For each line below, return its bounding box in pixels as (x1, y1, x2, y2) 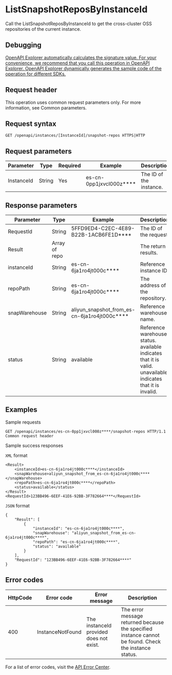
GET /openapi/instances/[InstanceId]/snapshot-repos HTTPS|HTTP (5, 133, 145, 138)
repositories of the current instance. (5, 26, 81, 32)
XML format (5, 452, 28, 458)
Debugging (5, 41, 42, 50)
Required (58, 162, 81, 170)
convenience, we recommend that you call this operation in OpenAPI (5, 60, 150, 66)
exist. (86, 641, 100, 648)
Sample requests (5, 419, 41, 425)
